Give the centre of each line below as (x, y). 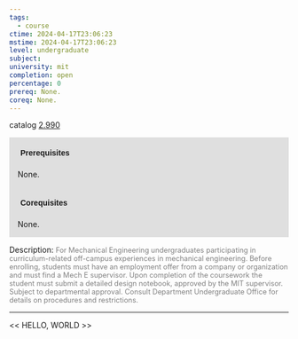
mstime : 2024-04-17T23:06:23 (63, 42)
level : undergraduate (49, 51)
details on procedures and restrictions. (74, 300)
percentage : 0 (35, 83)
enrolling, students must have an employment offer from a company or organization (149, 267)
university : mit (39, 67)
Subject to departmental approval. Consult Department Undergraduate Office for (144, 292)
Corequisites (44, 203)
